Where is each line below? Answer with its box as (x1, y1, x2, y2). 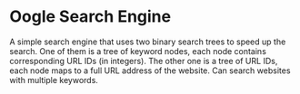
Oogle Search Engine (9, 6, 171, 27)
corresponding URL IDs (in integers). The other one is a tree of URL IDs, (9, 55, 278, 66)
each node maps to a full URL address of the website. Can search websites (9, 65, 291, 76)
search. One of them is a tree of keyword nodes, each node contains (9, 45, 266, 56)
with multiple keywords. (9, 74, 98, 85)
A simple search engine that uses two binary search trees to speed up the (9, 36, 286, 47)
